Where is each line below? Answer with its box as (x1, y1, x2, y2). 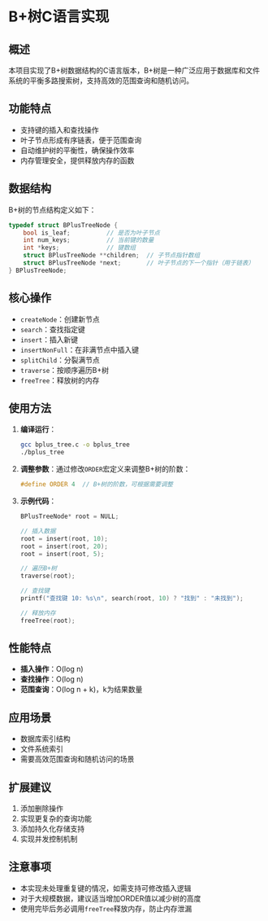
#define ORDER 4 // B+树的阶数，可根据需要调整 (19, 480, 174, 489)
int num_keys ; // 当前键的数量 (23, 236, 154, 244)
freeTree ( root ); (19, 616, 76, 625)
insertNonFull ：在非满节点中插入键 (19, 344, 140, 354)
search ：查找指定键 (19, 324, 85, 334)
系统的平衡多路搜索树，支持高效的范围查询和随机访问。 (8, 76, 193, 86)
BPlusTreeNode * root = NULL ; (19, 512, 119, 520)
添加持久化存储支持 (19, 824, 85, 834)
